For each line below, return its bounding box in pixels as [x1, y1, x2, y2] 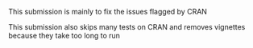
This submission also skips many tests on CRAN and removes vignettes [8, 22, 246, 31]
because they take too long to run [8, 31, 121, 40]
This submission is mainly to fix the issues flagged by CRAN [8, 7, 208, 16]
